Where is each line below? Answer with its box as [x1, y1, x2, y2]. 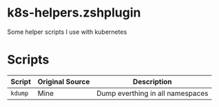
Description [133, 77, 172, 86]
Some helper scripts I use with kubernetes [7, 28, 127, 36]
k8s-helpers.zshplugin [7, 5, 141, 21]
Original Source [37, 77, 90, 86]
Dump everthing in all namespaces [96, 88, 209, 98]
